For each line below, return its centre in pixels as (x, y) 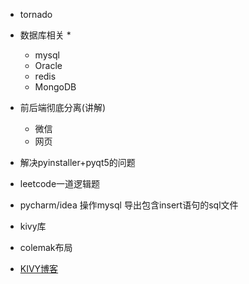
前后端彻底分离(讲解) (63, 107)
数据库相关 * (45, 35)
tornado (36, 14)
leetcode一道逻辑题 (60, 183)
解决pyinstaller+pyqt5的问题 (77, 162)
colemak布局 (46, 247)
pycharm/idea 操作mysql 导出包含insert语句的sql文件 (129, 205)
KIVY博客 (39, 268)
